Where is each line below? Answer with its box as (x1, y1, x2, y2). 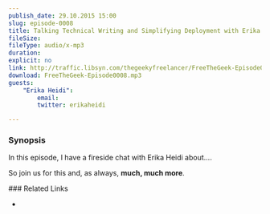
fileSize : (8, 34, 42, 42)
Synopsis (8, 135, 46, 146)
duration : (8, 49, 42, 57)
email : (37, 94, 59, 102)
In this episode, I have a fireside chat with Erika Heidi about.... (8, 153, 213, 163)
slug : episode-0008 (8, 19, 74, 27)
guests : (8, 79, 35, 87)
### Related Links (8, 184, 68, 193)
